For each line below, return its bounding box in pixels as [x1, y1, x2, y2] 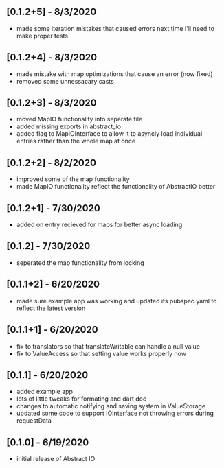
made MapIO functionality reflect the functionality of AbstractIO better [16, 183, 216, 191]
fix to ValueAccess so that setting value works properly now [16, 349, 187, 358]
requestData [16, 417, 52, 425]
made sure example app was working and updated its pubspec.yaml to [16, 296, 217, 305]
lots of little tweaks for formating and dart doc [16, 395, 147, 403]
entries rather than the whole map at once [16, 137, 135, 145]
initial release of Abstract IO [16, 455, 96, 463]
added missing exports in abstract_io [16, 122, 122, 130]
